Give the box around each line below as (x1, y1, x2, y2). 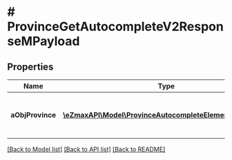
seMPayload (7, 34, 80, 49)
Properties (7, 61, 54, 72)
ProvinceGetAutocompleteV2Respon (7, 19, 224, 34)
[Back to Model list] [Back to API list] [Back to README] (7, 146, 166, 153)
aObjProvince (10, 110, 57, 119)
